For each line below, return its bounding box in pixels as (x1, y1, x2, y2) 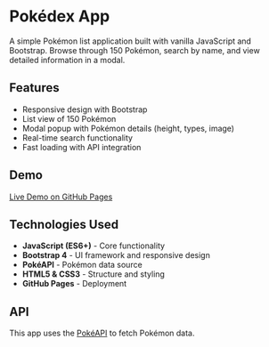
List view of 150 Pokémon (21, 113, 117, 124)
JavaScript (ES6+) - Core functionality (21, 240, 166, 251)
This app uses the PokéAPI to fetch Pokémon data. (9, 327, 195, 339)
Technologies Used (9, 216, 118, 232)
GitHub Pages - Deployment (21, 278, 127, 289)
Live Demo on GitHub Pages (9, 191, 113, 202)
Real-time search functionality (21, 132, 134, 143)
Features (9, 80, 60, 95)
